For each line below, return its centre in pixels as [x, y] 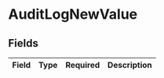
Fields [24, 43]
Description [130, 65]
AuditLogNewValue [73, 14]
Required [83, 65]
